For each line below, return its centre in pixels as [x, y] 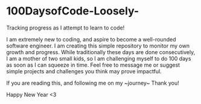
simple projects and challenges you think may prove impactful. [84, 71]
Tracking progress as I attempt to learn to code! [65, 28]
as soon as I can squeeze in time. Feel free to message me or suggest [93, 65]
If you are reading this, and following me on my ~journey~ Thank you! [93, 83]
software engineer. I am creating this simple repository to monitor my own [98, 46]
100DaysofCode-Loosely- [73, 11]
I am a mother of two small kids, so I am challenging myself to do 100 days [99, 58]
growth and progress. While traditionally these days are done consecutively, [101, 52]
